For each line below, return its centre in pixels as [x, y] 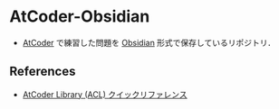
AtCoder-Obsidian [80, 17]
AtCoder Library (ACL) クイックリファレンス [105, 94]
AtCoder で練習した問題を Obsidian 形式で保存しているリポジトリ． [149, 42]
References [43, 72]
